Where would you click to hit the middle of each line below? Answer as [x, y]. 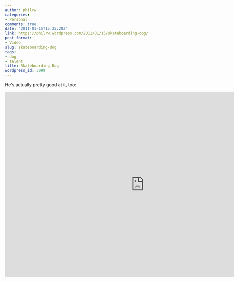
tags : [11, 52]
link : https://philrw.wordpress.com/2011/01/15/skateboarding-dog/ [77, 33]
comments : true [21, 24]
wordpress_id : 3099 [25, 71]
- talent [14, 61]
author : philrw [21, 10]
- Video [13, 43]
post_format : [19, 38]
